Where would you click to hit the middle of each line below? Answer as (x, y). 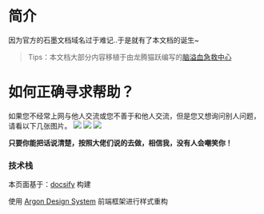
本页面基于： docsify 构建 (50, 184)
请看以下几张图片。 (40, 125)
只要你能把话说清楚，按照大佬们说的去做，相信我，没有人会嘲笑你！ (120, 143)
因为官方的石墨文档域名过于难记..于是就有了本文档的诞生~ (104, 40)
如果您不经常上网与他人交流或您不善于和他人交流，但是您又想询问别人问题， (134, 116)
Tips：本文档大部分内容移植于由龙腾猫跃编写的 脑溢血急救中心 (130, 57)
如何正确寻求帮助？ (72, 92)
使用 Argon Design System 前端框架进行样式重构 (88, 201)
